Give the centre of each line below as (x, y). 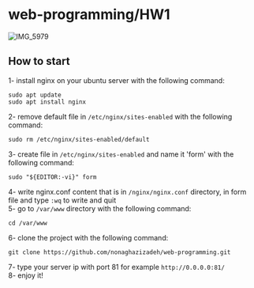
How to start (39, 61)
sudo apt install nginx (47, 102)
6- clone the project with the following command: (88, 237)
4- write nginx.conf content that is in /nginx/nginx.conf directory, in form (127, 191)
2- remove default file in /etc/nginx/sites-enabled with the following (120, 116)
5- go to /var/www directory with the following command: (100, 208)
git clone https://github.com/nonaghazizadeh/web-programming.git (120, 252)
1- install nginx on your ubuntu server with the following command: (116, 80)
